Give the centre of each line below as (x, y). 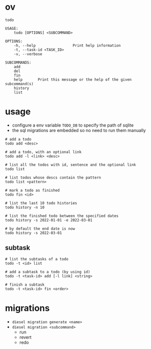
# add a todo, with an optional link (43, 152)
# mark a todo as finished (32, 190)
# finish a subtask (25, 285)
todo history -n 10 (25, 207)
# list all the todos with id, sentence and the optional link (71, 165)
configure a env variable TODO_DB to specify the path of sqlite (73, 125)
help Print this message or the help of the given (73, 79)
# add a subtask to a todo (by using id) (48, 272)
